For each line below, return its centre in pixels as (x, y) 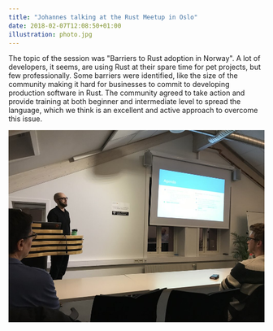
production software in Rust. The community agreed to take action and (127, 93)
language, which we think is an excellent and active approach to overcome (133, 111)
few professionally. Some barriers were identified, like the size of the (123, 76)
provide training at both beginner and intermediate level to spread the (125, 102)
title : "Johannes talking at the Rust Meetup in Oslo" (103, 17)
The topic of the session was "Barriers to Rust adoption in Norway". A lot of (134, 59)
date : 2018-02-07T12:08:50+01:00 (65, 26)
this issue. (26, 119)
